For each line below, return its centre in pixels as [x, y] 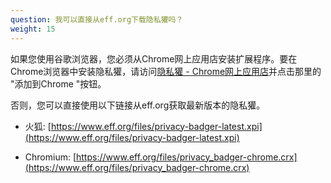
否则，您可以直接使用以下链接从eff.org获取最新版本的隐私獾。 [138, 105]
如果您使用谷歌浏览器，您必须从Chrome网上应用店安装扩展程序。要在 [154, 58]
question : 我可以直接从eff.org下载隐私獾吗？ [97, 19]
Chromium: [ [50, 157]
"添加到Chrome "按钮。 [58, 83]
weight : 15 [33, 29]
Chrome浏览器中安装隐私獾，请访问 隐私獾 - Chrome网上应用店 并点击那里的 [166, 71]
